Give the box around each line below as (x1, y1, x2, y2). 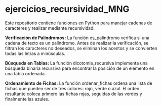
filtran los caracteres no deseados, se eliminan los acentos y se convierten (5, 45, 158, 51)
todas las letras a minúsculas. (5, 51, 66, 56)
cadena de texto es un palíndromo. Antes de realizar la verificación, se (5, 40, 149, 46)
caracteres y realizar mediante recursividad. (5, 25, 95, 31)
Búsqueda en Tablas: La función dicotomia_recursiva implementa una (5, 60, 148, 66)
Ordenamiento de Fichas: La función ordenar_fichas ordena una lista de (5, 80, 153, 86)
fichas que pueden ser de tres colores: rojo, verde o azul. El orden (5, 85, 140, 91)
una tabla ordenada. (5, 70, 46, 76)
